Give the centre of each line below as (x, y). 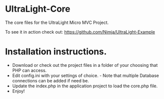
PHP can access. (29, 70)
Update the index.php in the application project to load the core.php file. (85, 86)
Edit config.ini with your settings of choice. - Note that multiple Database (85, 75)
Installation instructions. (56, 52)
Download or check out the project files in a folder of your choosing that (85, 65)
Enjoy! (18, 91)
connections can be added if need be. (50, 80)
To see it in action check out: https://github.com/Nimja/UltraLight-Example (80, 32)
